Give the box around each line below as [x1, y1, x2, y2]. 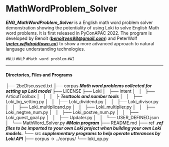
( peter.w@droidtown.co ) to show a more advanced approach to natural [5, 40, 154, 46]
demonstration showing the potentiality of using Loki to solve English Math [5, 24, 159, 30]
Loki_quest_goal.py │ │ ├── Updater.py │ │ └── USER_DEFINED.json [5, 115, 159, 121]
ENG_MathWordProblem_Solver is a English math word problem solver [5, 19, 153, 25]
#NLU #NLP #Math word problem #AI [5, 56, 74, 61]
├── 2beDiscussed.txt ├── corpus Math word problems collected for [5, 83, 152, 89]
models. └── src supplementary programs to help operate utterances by [5, 131, 160, 137]
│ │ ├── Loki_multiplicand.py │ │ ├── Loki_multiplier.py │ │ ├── [5, 104, 155, 110]
